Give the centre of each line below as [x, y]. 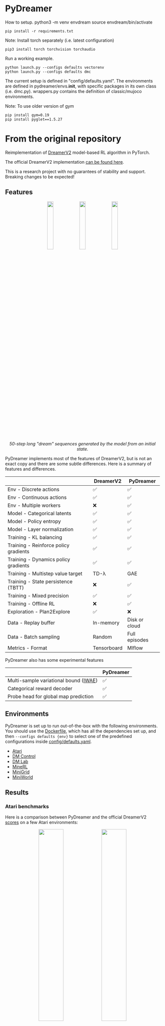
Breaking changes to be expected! [40, 176]
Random [102, 637]
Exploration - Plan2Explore [39, 612]
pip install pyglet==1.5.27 [34, 119]
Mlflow [135, 648]
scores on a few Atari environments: [42, 822]
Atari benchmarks [27, 806]
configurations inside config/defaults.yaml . [48, 741]
